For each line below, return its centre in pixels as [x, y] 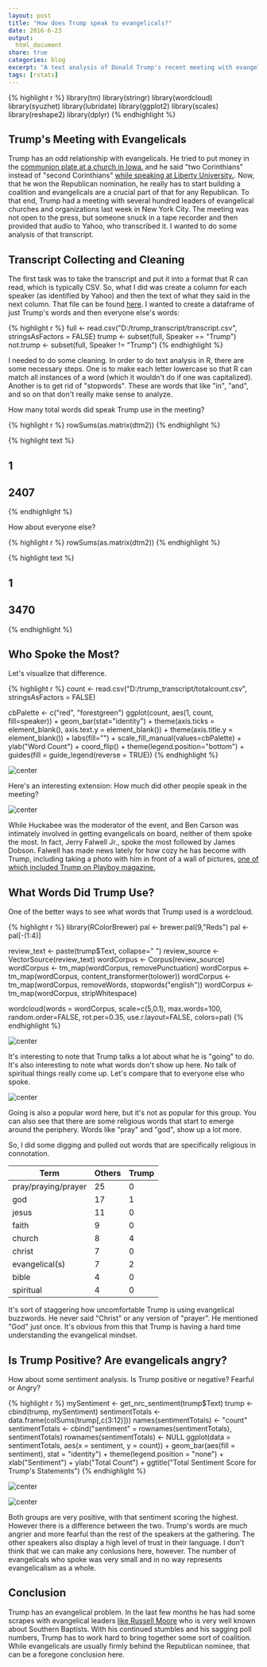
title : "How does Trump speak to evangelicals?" [90, 23]
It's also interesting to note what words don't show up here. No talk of [122, 1065]
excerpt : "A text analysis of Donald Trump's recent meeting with [120, 68]
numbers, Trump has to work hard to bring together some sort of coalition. [130, 1638]
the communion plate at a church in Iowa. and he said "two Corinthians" [126, 167]
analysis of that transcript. [51, 235]
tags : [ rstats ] [33, 75]
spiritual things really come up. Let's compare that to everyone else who [126, 1074]
